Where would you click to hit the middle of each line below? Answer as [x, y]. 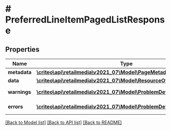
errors [16, 107]
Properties [22, 49]
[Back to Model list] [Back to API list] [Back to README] [64, 122]
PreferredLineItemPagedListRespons [85, 20]
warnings [20, 92]
